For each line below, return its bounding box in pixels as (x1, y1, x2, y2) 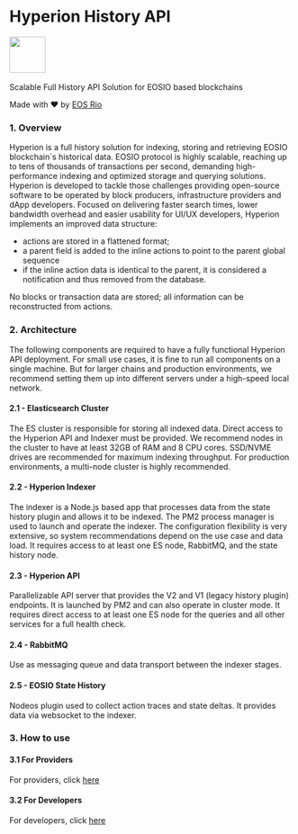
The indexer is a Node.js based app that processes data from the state (9, 501, 271, 512)
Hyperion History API (9, 6, 171, 27)
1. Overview (9, 121, 62, 134)
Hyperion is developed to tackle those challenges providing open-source (9, 180, 280, 191)
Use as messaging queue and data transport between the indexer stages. (9, 659, 282, 670)
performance (9, 171, 59, 182)
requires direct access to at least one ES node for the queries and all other (9, 609, 285, 620)
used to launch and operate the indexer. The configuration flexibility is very (9, 520, 288, 532)
